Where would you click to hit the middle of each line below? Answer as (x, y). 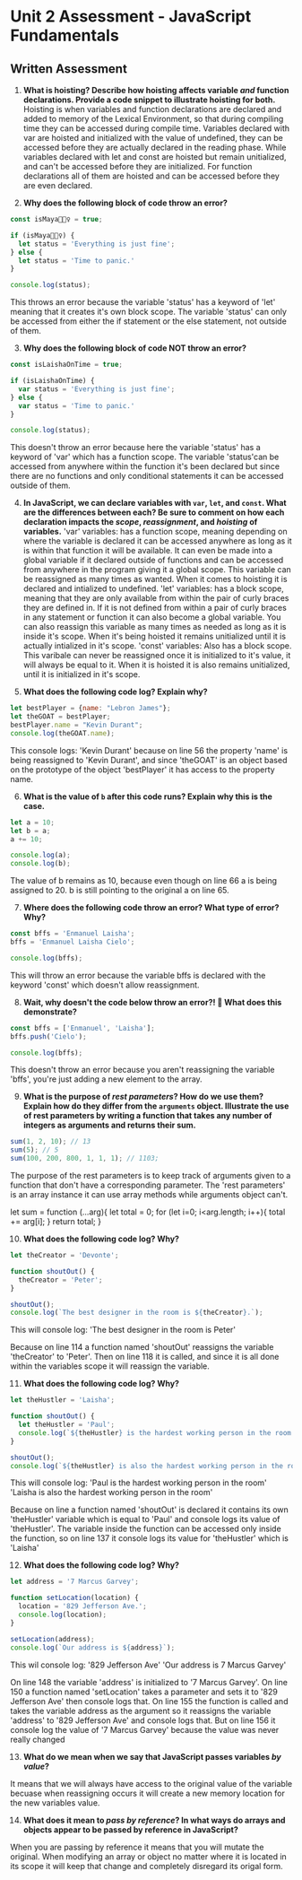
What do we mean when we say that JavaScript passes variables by (152, 1756)
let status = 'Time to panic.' (77, 261)
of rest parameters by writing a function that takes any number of (147, 1116)
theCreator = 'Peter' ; (60, 1280)
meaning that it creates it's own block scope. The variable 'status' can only (149, 312)
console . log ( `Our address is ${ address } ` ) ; (93, 1648)
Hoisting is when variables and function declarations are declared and (152, 109)
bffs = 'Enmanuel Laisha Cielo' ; (73, 942)
